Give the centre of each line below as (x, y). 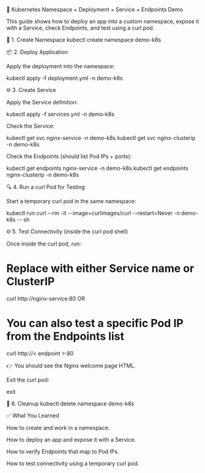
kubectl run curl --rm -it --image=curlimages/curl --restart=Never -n (93, 213)
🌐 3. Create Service (31, 90)
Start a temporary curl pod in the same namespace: (71, 201)
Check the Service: (31, 126)
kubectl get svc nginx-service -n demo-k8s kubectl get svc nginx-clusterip (101, 138)
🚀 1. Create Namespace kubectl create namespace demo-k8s (84, 40)
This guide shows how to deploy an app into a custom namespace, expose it (103, 21)
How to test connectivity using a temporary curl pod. (73, 463)
